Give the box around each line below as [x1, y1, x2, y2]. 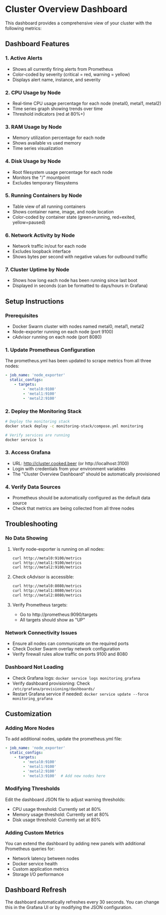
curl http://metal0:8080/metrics [12, 584, 82, 589]
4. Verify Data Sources [5, 483, 61, 490]
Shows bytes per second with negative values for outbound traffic [12, 254, 148, 260]
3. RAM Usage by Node [5, 123, 62, 130]
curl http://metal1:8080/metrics [12, 588, 82, 594]
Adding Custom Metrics [5, 829, 64, 836]
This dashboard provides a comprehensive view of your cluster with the [5, 20, 153, 26]
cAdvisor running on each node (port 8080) [12, 334, 102, 340]
